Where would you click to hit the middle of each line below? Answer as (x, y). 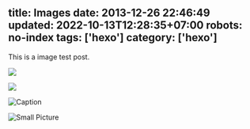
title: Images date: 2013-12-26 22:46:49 (109, 13)
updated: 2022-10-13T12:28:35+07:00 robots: (125, 26)
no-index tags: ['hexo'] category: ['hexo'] (113, 38)
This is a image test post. (49, 57)
